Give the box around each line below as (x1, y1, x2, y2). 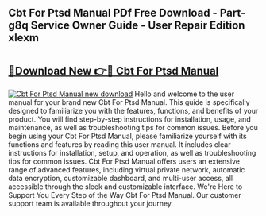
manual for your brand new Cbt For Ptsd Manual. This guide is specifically (8, 98, 250, 106)
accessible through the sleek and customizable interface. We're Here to (8, 182, 243, 191)
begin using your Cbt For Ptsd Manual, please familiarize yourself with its (8, 131, 248, 141)
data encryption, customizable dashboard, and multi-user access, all (8, 174, 233, 183)
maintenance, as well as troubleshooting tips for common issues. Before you (8, 123, 258, 132)
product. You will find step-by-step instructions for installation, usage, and (8, 114, 252, 124)
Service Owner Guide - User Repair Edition (30, 19, 245, 33)
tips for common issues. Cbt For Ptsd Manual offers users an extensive (8, 156, 241, 166)
